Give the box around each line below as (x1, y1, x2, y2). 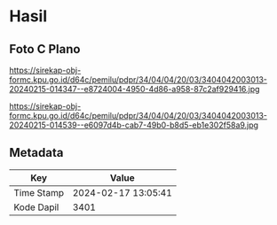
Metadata (9, 145, 64, 160)
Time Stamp (13, 186, 65, 198)
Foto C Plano (9, 42, 81, 57)
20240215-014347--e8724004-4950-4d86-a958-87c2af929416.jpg (9, 84, 260, 94)
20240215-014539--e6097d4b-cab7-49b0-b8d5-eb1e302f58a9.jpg (9, 120, 259, 130)
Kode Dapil (13, 201, 59, 213)
